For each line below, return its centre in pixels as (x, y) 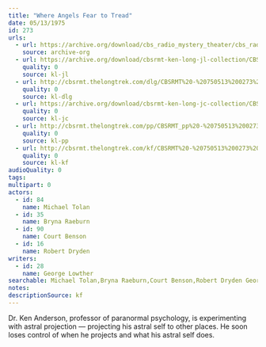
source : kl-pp (46, 141)
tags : (17, 178)
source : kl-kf (46, 163)
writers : (23, 258)
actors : (21, 192)
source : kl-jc (46, 119)
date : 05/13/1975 (37, 23)
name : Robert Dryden (56, 251)
